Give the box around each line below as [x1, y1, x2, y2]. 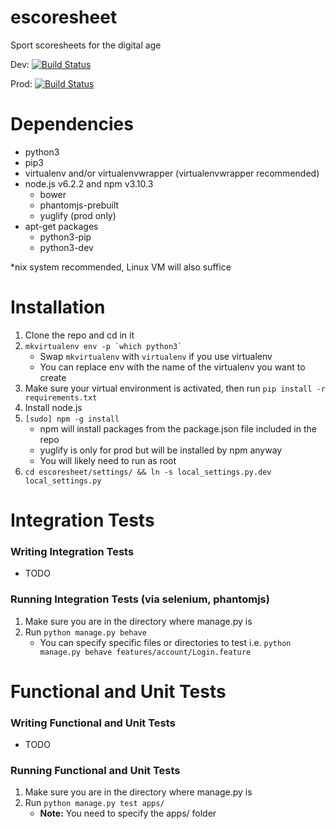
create [39, 371, 67, 383]
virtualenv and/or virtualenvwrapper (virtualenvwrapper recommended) [24, 167, 320, 179]
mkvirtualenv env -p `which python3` [24, 341, 183, 351]
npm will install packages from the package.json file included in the [39, 422, 317, 435]
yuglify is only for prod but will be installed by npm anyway [39, 444, 283, 456]
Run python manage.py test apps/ [24, 797, 165, 809]
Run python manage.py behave [24, 626, 147, 638]
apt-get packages [24, 220, 99, 232]
